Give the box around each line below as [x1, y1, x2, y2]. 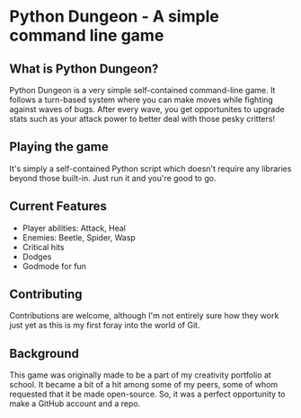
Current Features [9, 199, 108, 214]
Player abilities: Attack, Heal [22, 222, 126, 233]
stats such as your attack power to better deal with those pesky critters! [9, 114, 276, 124]
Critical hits [22, 241, 65, 252]
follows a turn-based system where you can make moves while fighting [9, 94, 274, 105]
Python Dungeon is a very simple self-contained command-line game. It [9, 85, 276, 95]
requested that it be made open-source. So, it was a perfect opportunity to [9, 388, 286, 400]
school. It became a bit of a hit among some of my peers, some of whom [9, 379, 279, 390]
